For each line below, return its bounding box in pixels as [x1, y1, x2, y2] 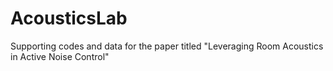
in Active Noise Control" [10, 50, 110, 62]
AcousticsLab [10, 7, 128, 30]
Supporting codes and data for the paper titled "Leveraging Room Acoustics [10, 40, 324, 52]
